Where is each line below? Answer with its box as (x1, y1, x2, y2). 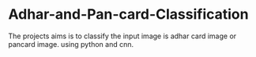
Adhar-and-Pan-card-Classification (8, 5, 249, 23)
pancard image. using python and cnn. (8, 39, 134, 48)
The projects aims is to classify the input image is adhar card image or (8, 31, 237, 41)
